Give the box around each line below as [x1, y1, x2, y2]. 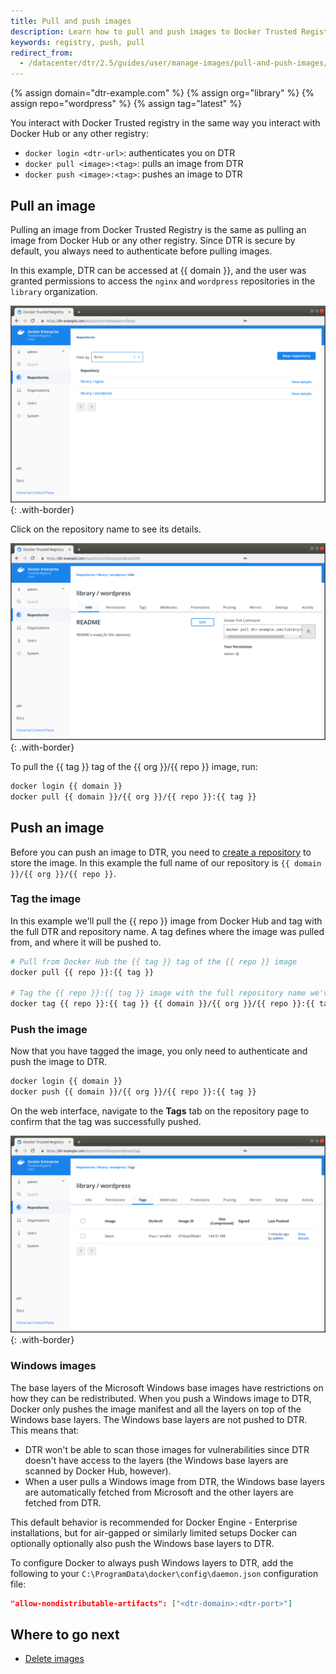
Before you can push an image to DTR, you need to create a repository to [10, 846, 312, 858]
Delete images [24, 1653, 85, 1665]
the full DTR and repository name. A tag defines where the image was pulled [10, 925, 325, 937]
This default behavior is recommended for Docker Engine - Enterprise [10, 1516, 298, 1528]
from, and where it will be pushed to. [10, 936, 162, 948]
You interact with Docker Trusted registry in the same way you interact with [10, 117, 321, 129]
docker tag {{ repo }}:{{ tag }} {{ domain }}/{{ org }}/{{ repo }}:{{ [10, 999, 315, 1009]
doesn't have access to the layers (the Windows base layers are [24, 1454, 289, 1466]
